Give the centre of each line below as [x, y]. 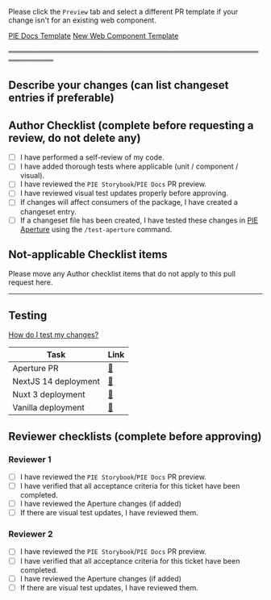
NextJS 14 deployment [56, 381]
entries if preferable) [61, 98]
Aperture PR [35, 369]
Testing [28, 315]
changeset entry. [48, 211]
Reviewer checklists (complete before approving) [135, 436]
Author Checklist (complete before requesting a [131, 125]
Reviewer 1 [30, 459]
